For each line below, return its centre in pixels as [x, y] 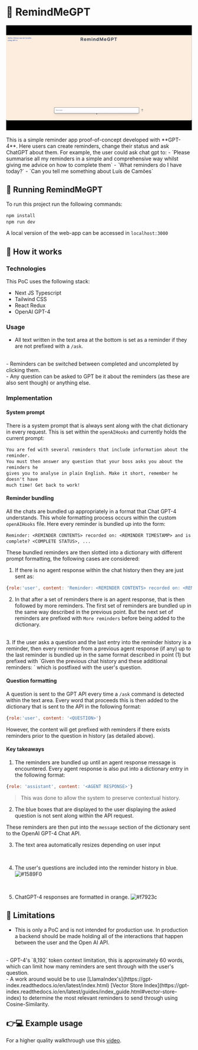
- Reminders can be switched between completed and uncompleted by [92, 364]
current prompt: [25, 438]
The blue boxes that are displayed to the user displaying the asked [95, 809]
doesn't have [22, 479]
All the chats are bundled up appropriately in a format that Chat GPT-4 [91, 511]
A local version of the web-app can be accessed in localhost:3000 [87, 233]
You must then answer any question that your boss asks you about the [95, 461]
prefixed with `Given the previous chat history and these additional [87, 661]
